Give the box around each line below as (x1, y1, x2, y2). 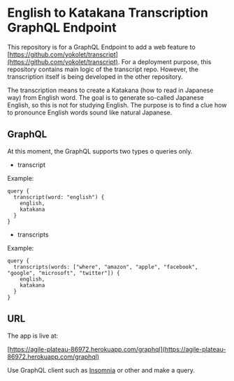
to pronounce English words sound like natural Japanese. (7, 108, 173, 117)
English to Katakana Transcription (7, 5, 208, 21)
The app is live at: (7, 331, 59, 340)
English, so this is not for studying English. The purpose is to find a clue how (7, 100, 227, 109)
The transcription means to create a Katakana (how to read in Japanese (7, 86, 214, 94)
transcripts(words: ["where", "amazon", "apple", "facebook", (13, 263, 198, 270)
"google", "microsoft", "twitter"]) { (7, 269, 120, 276)
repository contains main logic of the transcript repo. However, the (7, 65, 199, 73)
